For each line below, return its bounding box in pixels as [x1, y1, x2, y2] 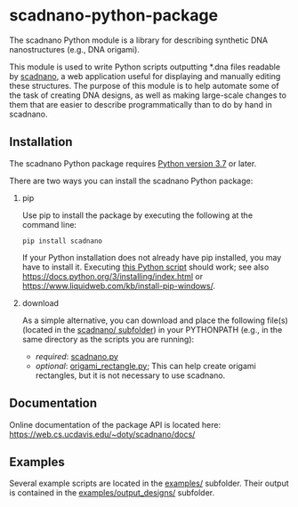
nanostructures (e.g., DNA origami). [9, 44, 141, 54]
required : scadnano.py [35, 350, 118, 361]
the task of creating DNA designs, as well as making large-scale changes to [9, 90, 287, 101]
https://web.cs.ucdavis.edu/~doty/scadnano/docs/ [9, 429, 196, 439]
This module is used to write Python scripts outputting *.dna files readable [9, 61, 281, 72]
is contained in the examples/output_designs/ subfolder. [9, 487, 215, 498]
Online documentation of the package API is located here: [9, 419, 221, 430]
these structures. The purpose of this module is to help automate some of [9, 80, 279, 91]
